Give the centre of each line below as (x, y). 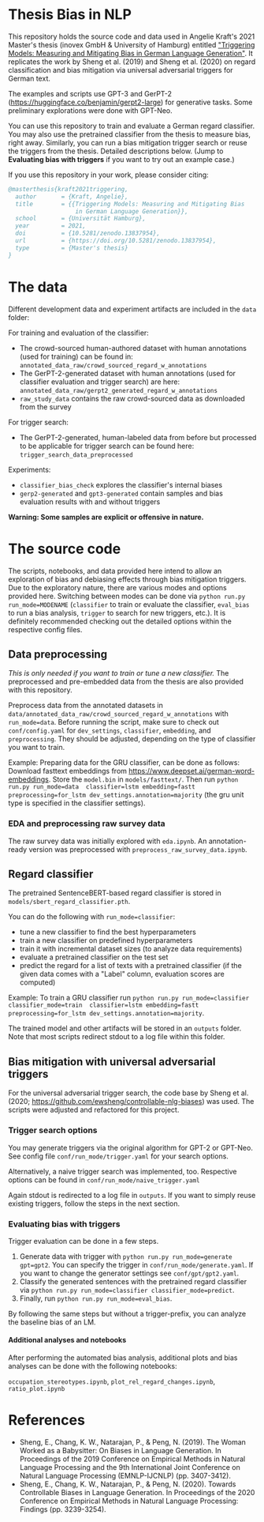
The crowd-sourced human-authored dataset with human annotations (133, 348)
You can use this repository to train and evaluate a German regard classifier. (132, 126)
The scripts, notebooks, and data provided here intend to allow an (115, 571)
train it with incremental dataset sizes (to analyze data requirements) (131, 949)
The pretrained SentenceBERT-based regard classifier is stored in (115, 893)
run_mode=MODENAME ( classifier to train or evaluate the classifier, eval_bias (129, 604)
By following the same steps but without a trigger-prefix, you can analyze (127, 1313)
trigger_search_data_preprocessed (76, 455)
